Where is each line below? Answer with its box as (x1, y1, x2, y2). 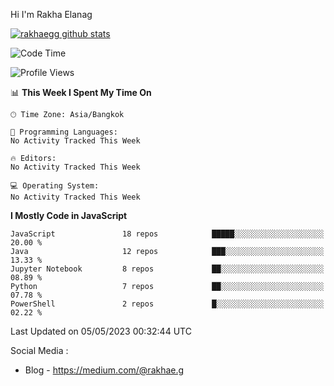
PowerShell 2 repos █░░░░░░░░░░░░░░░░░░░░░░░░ (10, 299, 325, 309)
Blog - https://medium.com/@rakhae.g (24, 364, 185, 376)
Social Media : (10, 345, 69, 356)
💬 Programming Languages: (10, 127, 118, 137)
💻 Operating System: (10, 181, 100, 191)
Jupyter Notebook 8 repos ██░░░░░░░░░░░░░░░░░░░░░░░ (10, 264, 325, 274)
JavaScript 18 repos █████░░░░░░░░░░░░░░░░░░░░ (10, 229, 325, 239)
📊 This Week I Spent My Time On (10, 87, 152, 98)
